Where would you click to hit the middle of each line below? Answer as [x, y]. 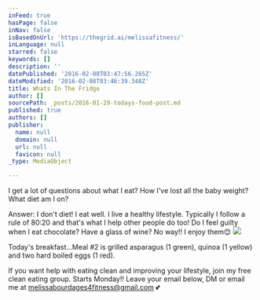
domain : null [37, 139]
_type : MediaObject [40, 162]
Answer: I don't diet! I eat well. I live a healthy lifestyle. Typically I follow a [127, 214]
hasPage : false [33, 23]
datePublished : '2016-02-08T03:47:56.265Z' [81, 74]
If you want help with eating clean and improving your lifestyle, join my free [130, 271]
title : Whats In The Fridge [54, 88]
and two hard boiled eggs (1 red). [62, 255]
